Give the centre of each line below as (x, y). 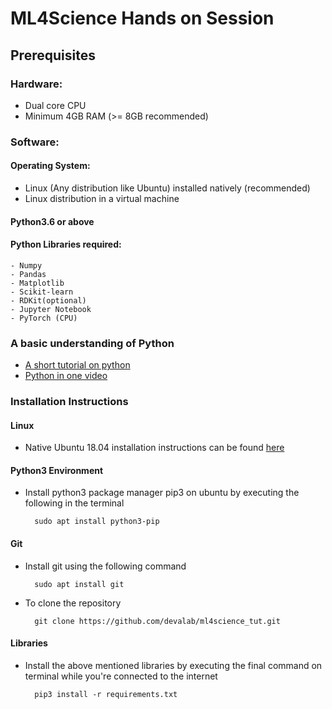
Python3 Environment (57, 470)
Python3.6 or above (52, 221)
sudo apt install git (79, 584)
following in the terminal (74, 503)
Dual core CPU (55, 105)
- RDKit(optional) (48, 300)
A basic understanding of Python (92, 343)
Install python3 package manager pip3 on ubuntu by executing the (162, 493)
